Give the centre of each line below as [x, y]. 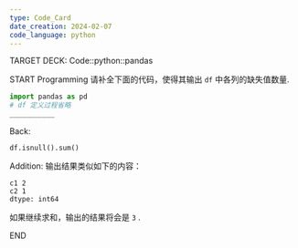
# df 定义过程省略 [40, 106]
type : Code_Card [40, 18]
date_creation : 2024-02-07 [61, 26]
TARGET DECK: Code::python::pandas [81, 61]
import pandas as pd [49, 97]
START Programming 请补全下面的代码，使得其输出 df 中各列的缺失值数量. [149, 79]
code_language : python [53, 35]
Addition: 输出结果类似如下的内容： [75, 166]
